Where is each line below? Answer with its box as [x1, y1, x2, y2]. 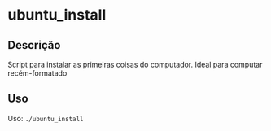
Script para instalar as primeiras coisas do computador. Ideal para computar [7, 59, 263, 69]
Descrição [7, 38, 61, 52]
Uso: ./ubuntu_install [7, 113, 84, 123]
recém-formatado [7, 68, 68, 78]
